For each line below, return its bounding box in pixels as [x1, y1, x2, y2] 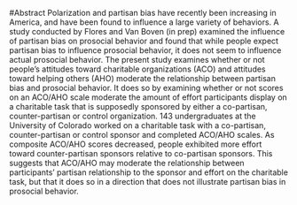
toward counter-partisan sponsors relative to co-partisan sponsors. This [9, 148, 273, 158]
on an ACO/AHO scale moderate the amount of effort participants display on [9, 92, 288, 102]
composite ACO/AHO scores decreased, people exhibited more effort [9, 139, 262, 149]
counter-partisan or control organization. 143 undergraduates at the [9, 110, 256, 121]
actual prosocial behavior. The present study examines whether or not [9, 55, 265, 65]
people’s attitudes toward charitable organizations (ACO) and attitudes [9, 64, 266, 74]
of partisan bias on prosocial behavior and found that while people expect [9, 35, 279, 46]
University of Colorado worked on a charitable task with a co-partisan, [9, 120, 266, 131]
